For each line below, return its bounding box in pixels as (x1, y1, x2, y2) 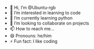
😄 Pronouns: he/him (9, 33, 52, 39)
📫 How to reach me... (9, 26, 55, 31)
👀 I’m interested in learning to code (9, 10, 81, 16)
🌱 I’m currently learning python (9, 15, 73, 21)
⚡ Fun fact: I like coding (9, 38, 58, 44)
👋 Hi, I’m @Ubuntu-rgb (9, 5, 56, 10)
